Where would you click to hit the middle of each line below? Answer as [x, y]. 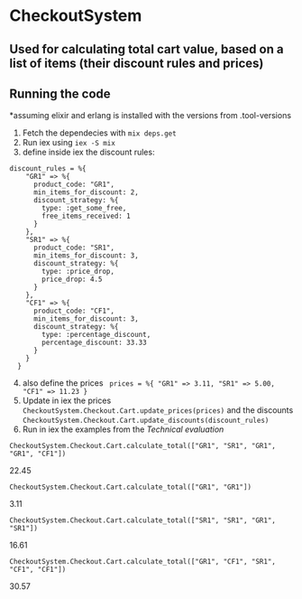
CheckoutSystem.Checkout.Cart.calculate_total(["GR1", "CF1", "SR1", [143, 562]
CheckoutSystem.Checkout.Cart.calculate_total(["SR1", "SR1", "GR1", [143, 520]
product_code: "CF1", [74, 311]
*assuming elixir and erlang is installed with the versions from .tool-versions [150, 116]
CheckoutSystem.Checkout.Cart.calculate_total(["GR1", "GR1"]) [131, 487]
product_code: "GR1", [74, 185]
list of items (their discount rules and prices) [137, 63]
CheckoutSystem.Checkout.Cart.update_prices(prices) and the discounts [158, 410]
